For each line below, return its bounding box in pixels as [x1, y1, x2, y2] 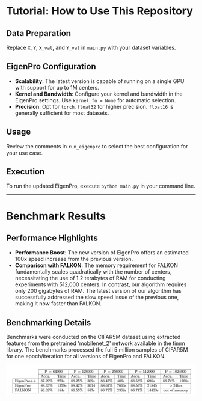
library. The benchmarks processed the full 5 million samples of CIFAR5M [6, 346, 188, 354]
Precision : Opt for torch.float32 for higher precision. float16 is [14, 103, 174, 110]
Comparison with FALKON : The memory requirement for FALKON [14, 262, 179, 269]
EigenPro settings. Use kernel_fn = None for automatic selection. [14, 96, 176, 103]
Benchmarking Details [6, 317, 91, 328]
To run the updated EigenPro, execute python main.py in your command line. [6, 182, 195, 190]
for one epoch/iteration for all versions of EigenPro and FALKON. [6, 353, 167, 360]
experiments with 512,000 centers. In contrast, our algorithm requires [14, 281, 187, 288]
